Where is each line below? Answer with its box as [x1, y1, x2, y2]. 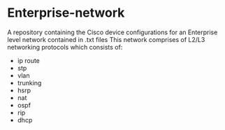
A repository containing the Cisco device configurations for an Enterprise [7, 28, 218, 36]
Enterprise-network [7, 5, 125, 21]
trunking [17, 78, 42, 87]
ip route [17, 56, 41, 64]
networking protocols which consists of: [7, 43, 123, 51]
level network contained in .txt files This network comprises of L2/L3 [7, 35, 205, 43]
